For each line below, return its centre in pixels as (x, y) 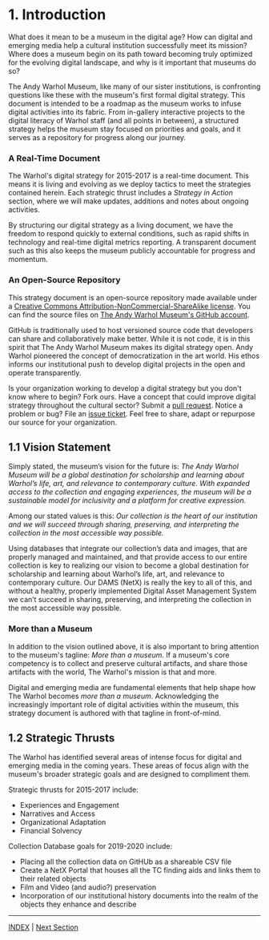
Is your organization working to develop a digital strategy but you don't (125, 388)
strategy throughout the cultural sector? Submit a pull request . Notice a (126, 405)
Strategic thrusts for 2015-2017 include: (73, 789)
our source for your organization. (63, 422)
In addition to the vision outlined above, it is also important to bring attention (134, 646)
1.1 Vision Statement (60, 447)
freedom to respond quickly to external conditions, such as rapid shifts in (129, 234)
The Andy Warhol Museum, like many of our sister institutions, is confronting (134, 86)
